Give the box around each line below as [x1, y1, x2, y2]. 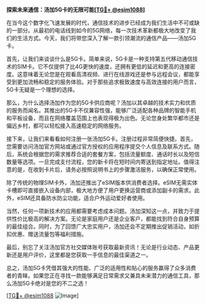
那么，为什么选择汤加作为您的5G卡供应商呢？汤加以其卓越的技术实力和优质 [6, 99, 196, 106]
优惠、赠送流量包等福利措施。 [11, 231, 87, 237]
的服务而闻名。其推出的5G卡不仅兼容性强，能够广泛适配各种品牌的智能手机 [6, 107, 196, 114]
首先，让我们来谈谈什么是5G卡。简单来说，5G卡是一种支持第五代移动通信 [6, 55, 193, 62]
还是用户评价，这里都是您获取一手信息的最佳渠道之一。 [11, 252, 151, 258]
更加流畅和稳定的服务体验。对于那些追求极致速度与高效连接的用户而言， [17, 78, 200, 85]
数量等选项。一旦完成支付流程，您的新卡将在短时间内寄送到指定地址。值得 [6, 158, 194, 165]
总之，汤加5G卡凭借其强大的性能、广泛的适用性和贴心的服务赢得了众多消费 [6, 264, 196, 271]
